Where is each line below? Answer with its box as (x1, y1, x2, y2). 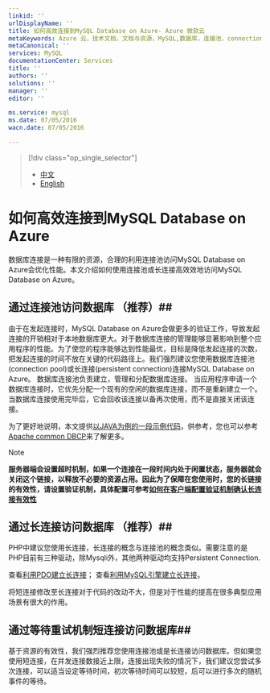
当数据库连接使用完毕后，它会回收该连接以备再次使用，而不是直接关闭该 (8, 394, 247, 404)
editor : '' (8, 94, 45, 102)
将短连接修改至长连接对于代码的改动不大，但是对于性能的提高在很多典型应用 (8, 587, 262, 597)
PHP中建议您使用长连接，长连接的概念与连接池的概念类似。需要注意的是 (8, 543, 248, 553)
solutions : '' (8, 79, 56, 87)
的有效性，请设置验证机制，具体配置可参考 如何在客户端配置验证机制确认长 (8, 484, 255, 494)
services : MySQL (8, 49, 63, 57)
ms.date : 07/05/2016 (8, 116, 78, 125)
